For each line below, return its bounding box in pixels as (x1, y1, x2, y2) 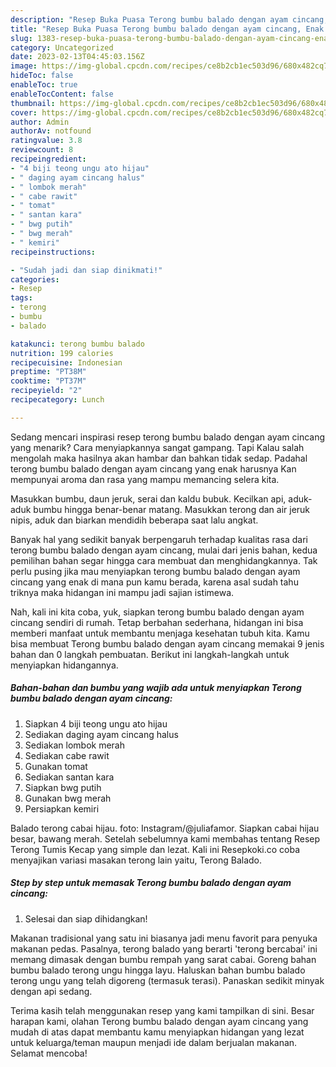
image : (10, 61, 38, 71)
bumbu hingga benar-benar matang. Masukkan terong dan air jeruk (33, 503, 311, 515)
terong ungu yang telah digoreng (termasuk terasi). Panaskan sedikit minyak (10, 974, 325, 986)
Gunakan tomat (24, 760, 88, 772)
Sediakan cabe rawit (24, 749, 110, 761)
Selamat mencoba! (10, 1047, 88, 1059)
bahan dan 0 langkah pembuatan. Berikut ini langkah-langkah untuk (10, 648, 290, 660)
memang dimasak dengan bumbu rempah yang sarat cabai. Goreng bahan (10, 953, 317, 965)
